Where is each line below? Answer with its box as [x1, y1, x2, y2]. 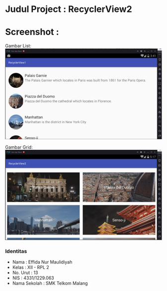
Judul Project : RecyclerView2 [5, 3, 133, 15]
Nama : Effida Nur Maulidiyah [12, 259, 73, 265]
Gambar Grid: [5, 144, 33, 150]
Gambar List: [5, 43, 31, 49]
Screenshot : [5, 26, 59, 38]
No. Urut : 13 [12, 270, 38, 276]
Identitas [5, 248, 27, 255]
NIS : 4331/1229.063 [12, 275, 55, 281]
